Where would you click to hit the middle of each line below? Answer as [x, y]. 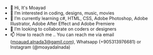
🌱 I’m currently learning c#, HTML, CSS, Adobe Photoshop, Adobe [79, 18]
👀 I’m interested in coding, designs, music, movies [62, 13]
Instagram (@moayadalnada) [40, 47]
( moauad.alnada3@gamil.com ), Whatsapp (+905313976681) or [75, 42]
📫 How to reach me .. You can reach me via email [62, 34]
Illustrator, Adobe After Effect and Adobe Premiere [62, 23]
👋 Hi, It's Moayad [28, 8]
